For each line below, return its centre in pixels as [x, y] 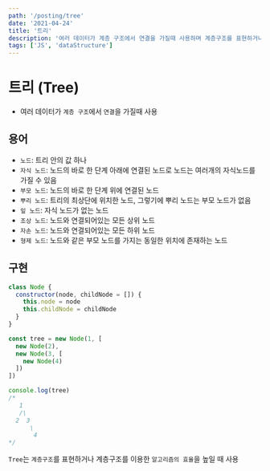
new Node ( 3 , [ [39, 354]
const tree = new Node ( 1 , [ [55, 339]
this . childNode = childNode [70, 310]
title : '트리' [30, 30]
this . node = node [52, 302]
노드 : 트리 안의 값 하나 [53, 160]
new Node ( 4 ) [43, 361]
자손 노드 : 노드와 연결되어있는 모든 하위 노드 [87, 230]
